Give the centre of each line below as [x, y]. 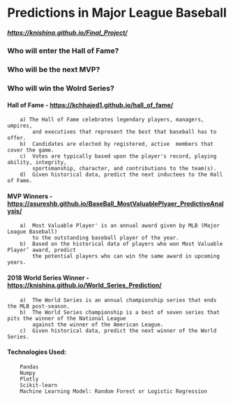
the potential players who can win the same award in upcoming [126, 256]
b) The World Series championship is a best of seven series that [120, 312]
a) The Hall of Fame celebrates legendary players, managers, [112, 120]
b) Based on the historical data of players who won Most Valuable [121, 244]
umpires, [20, 126]
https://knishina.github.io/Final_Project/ [67, 32]
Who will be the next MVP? [54, 70]
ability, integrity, [37, 163]
